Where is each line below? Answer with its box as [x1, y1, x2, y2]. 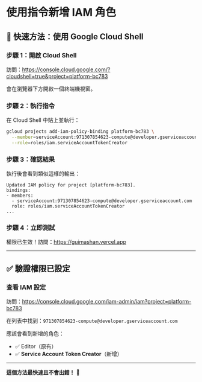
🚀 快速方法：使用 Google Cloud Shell [6, 31, 144, 42]
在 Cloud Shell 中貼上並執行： [6, 116, 80, 124]
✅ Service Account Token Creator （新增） [14, 351, 123, 358]
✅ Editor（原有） [14, 343, 57, 350]
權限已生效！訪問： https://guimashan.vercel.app [6, 238, 127, 246]
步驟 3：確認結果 [6, 155, 55, 164]
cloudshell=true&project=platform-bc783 [6, 72, 108, 80]
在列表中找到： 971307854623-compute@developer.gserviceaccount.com [6, 317, 178, 325]
